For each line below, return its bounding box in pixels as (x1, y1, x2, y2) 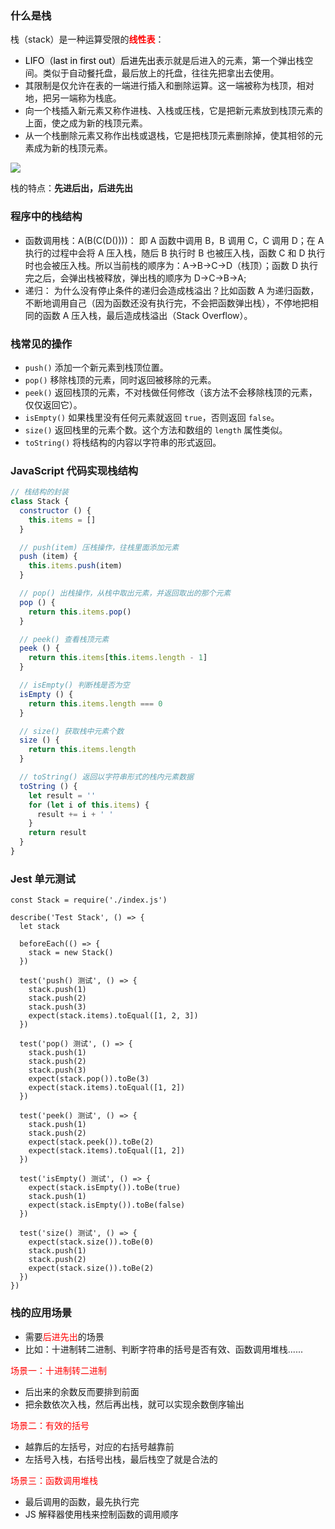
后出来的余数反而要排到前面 (24, 1385, 140, 1397)
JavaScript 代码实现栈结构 (10, 463, 139, 477)
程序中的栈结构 (10, 210, 83, 224)
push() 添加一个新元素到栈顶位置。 (24, 361, 169, 373)
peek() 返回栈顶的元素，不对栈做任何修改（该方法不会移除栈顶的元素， (24, 386, 318, 398)
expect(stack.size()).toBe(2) (28, 1263, 155, 1274)
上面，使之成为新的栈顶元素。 (24, 117, 148, 129)
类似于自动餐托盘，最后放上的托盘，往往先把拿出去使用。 (42, 67, 280, 79)
